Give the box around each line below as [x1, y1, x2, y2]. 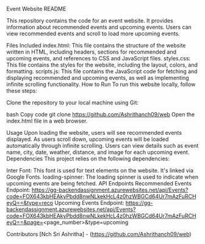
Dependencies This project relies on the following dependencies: [6, 155, 170, 162]
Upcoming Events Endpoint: [54, 199, 124, 206]
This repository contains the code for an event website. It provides [6, 17, 174, 24]
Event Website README [6, 5, 67, 12]
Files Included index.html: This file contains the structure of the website [6, 42, 186, 49]
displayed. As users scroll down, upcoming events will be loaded [6, 135, 169, 143]
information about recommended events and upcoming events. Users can [6, 24, 192, 30]
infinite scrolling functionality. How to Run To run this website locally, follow [6, 81, 196, 88]
